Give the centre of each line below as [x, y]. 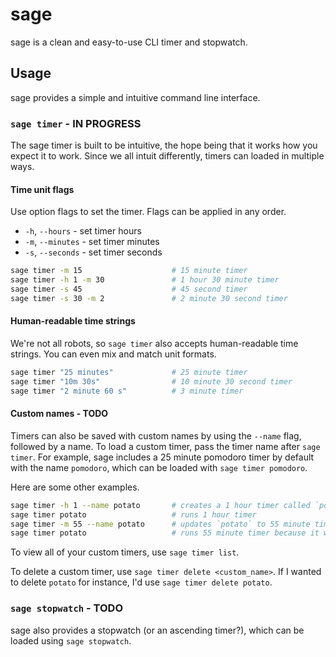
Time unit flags [42, 189]
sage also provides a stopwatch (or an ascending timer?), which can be [157, 630]
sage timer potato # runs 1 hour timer [133, 514]
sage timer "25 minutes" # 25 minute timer [129, 372]
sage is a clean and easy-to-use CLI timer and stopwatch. [129, 42]
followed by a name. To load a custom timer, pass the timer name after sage [165, 446]
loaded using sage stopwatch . [71, 640]
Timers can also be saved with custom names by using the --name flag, [156, 435]
